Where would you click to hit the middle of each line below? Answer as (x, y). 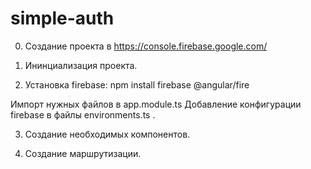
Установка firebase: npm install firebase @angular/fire (137, 84)
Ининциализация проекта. (81, 65)
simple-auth (62, 18)
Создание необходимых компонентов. (107, 134)
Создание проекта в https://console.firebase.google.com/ (146, 46)
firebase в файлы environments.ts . (83, 114)
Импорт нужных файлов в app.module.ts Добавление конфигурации (156, 104)
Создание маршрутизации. (83, 153)
